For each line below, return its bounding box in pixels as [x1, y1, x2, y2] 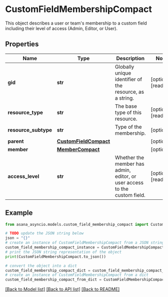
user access [114, 179, 144, 186]
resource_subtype [7, 126, 52, 133]
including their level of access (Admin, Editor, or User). [5, 25, 118, 31]
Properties [5, 40, 39, 49]
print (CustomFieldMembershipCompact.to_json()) [5, 254, 106, 259]
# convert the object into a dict [5, 263, 77, 268]
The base [114, 103, 137, 110]
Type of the [114, 123, 142, 130]
